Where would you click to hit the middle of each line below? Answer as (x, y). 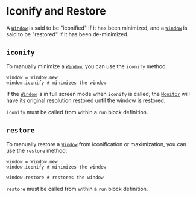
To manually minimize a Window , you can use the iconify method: (87, 66)
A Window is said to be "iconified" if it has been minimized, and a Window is (97, 28)
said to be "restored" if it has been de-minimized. (68, 34)
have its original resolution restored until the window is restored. (86, 100)
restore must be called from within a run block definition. (77, 189)
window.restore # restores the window (55, 177)
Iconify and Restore (56, 11)
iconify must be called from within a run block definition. (77, 112)
